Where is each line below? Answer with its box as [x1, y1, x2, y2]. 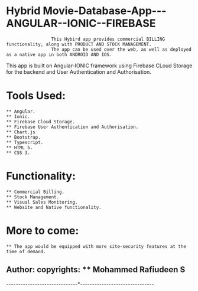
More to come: [6, 224, 79, 237]
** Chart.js [6, 129, 35, 135]
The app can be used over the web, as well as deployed [51, 46, 192, 53]
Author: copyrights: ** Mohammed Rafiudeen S [6, 264, 186, 275]
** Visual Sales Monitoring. [6, 199, 78, 205]
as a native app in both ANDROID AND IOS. [6, 51, 112, 57]
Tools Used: [6, 89, 66, 103]
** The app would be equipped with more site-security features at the [6, 243, 186, 249]
